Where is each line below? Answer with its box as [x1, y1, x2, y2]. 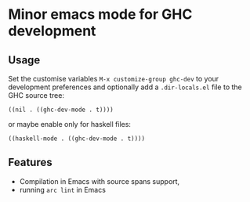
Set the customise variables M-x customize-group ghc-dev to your [8, 74, 219, 83]
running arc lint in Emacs [19, 185, 106, 194]
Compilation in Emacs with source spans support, [19, 176, 180, 186]
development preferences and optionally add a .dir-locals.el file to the [8, 82, 242, 92]
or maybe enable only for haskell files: [8, 120, 132, 128]
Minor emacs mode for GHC [8, 5, 193, 23]
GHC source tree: [8, 91, 65, 99]
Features [8, 156, 53, 169]
